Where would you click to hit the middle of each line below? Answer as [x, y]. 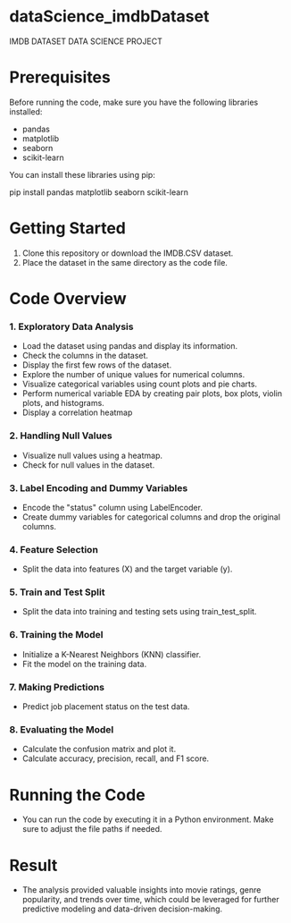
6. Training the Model [56, 635]
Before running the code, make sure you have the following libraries [134, 102]
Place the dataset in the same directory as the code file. [125, 262]
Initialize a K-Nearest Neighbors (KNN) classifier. [112, 654]
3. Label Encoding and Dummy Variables [99, 487]
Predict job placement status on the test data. [106, 707]
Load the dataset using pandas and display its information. [130, 346]
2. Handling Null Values [61, 436]
